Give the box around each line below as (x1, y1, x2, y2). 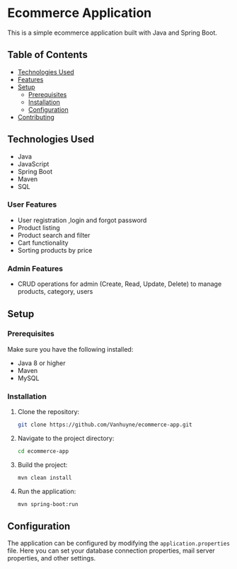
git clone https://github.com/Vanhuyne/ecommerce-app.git (17, 421, 192, 429)
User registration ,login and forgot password (17, 216, 147, 224)
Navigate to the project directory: (17, 434, 115, 443)
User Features (7, 200, 57, 209)
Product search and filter (17, 231, 91, 239)
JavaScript (17, 159, 50, 168)
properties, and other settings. (7, 554, 96, 563)
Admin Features (7, 263, 64, 273)
